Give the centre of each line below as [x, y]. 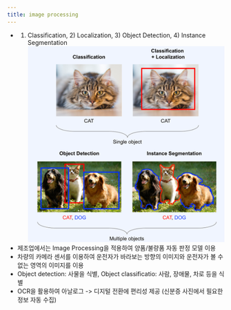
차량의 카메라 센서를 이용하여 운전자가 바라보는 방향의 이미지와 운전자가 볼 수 [120, 257]
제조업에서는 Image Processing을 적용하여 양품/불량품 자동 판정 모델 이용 [116, 248]
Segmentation [47, 42]
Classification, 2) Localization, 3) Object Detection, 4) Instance [117, 35]
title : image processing [43, 14]
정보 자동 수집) [37, 300]
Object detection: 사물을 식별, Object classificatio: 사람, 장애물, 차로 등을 [117, 274]
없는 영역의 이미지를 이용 [50, 265]
